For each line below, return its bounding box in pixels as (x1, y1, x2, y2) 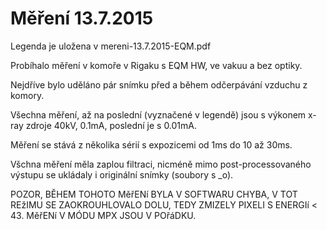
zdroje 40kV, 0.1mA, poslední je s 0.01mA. (25, 119, 198, 131)
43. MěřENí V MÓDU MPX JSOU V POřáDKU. (10, 209, 197, 221)
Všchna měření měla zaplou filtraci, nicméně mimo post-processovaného (10, 158, 312, 170)
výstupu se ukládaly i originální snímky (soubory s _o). (10, 168, 234, 181)
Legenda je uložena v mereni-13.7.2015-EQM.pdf (10, 40, 212, 52)
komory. (10, 89, 45, 101)
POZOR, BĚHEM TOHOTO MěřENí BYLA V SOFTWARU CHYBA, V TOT (10, 188, 298, 200)
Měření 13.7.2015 (10, 7, 154, 30)
